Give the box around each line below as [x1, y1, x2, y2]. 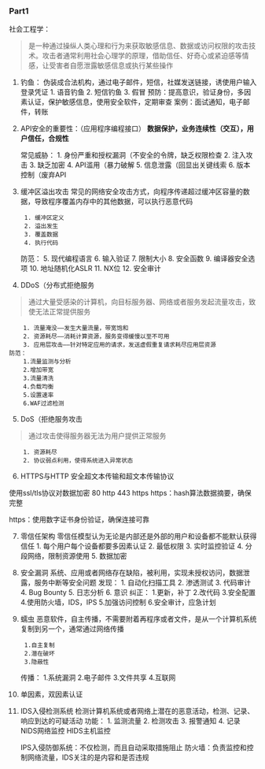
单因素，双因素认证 [20, 689, 83, 699]
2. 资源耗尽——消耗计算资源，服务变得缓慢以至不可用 [23, 332, 170, 340]
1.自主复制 [24, 641, 55, 649]
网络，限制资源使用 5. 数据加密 [27, 552, 127, 561]
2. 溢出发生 [24, 222, 59, 230]
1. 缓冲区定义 [24, 214, 64, 222]
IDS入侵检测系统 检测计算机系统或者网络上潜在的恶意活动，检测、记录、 [20, 707, 255, 716]
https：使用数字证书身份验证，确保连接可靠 [9, 515, 150, 525]
